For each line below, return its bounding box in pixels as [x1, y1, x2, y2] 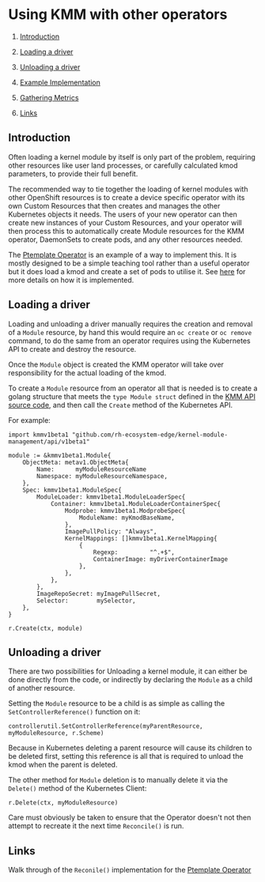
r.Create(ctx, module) [8, 624, 83, 632]
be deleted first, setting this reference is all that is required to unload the [8, 752, 244, 761]
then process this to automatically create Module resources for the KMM [8, 226, 245, 236]
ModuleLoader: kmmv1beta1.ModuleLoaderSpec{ [36, 492, 186, 501]
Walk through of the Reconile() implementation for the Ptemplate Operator [8, 865, 252, 875]
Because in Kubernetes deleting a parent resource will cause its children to [8, 743, 252, 752]
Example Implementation [19, 77, 101, 87]
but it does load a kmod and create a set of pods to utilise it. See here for [8, 266, 246, 276]
